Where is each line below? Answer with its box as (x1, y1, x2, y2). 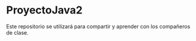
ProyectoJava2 (6, 4, 83, 17)
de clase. (6, 29, 29, 36)
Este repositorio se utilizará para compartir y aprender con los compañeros (6, 23, 191, 30)
